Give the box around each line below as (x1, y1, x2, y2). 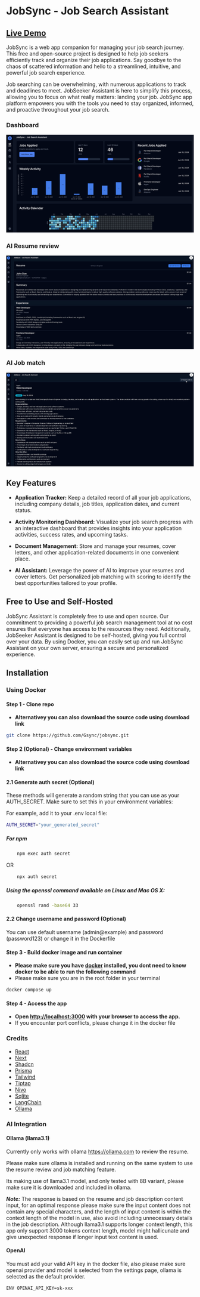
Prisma (14, 1067, 33, 1074)
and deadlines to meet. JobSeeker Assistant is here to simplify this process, (6, 87, 192, 94)
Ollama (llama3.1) (6, 1135, 50, 1142)
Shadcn (14, 1061, 34, 1068)
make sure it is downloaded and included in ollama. (6, 1184, 132, 1191)
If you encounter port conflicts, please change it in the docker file (14, 1019, 176, 1027)
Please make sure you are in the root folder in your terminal (14, 975, 161, 982)
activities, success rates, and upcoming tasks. (14, 531, 129, 538)
